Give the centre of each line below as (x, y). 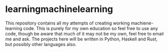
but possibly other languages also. (41, 44)
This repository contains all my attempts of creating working (67, 23)
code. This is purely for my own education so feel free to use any (91, 28)
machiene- (142, 23)
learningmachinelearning (59, 9)
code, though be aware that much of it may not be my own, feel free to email (85, 33)
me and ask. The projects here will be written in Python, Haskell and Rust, (81, 39)
